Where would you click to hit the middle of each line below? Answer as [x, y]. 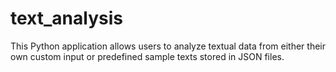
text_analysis [66, 18]
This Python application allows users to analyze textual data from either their [168, 46]
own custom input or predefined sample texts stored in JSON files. [147, 56]
